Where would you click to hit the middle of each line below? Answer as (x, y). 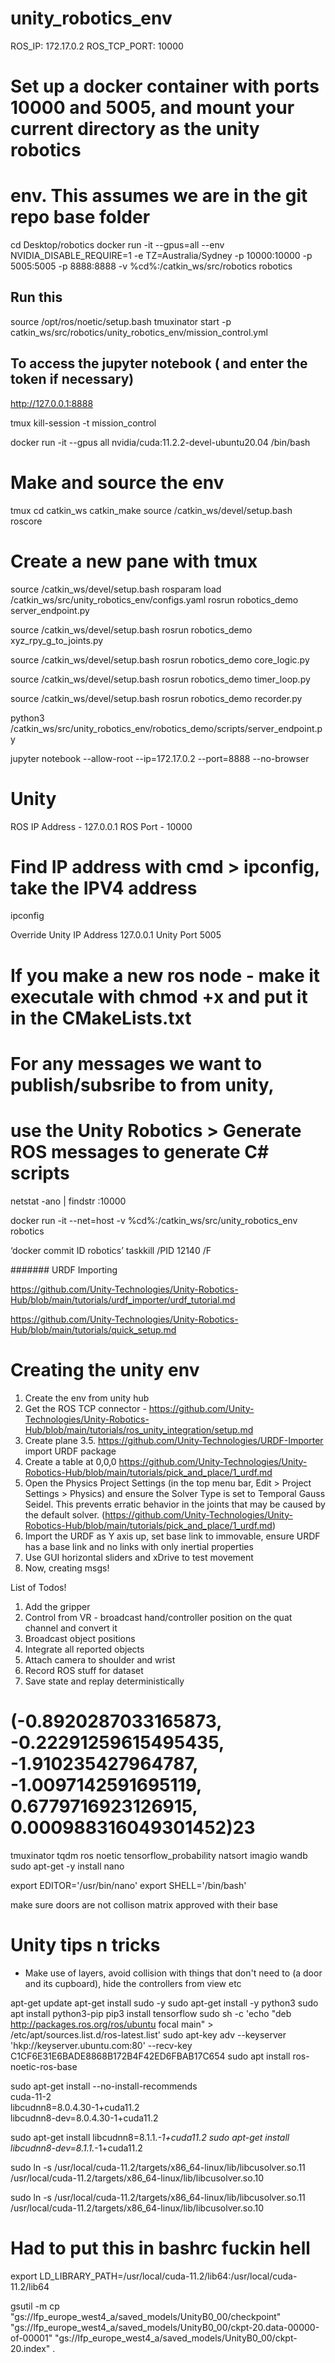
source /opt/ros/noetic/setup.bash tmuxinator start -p (121, 321)
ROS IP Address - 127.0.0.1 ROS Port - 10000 (101, 826)
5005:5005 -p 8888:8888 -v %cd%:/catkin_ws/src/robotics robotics (151, 266)
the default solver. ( (65, 1514)
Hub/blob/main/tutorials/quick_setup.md (93, 1329)
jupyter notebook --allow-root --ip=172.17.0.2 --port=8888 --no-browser (160, 758)
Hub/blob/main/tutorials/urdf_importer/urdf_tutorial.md (123, 1299)
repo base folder (80, 217)
